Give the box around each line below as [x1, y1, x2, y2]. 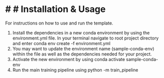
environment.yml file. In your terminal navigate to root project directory [12, 35, 159, 41]
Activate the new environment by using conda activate [12, 56, 125, 62]
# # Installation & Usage [5, 3, 106, 15]
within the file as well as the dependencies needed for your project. [12, 51, 152, 57]
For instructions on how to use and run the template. [5, 20, 114, 26]
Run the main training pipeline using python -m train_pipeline [12, 66, 138, 73]
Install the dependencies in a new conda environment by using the [12, 29, 150, 35]
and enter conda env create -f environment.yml [12, 40, 111, 46]
